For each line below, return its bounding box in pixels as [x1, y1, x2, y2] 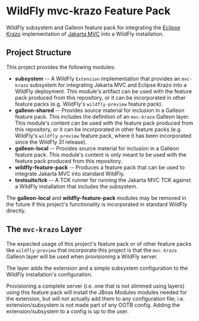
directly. [6, 207, 26, 214]
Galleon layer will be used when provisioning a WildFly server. [6, 252, 158, 260]
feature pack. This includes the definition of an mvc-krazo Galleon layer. [14, 113, 189, 120]
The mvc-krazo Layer [6, 224, 82, 234]
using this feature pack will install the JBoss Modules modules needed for [6, 288, 188, 296]
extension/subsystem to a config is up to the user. [6, 307, 129, 314]
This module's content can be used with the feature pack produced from [14, 119, 194, 126]
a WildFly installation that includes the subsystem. [14, 183, 138, 190]
